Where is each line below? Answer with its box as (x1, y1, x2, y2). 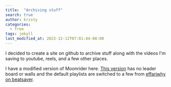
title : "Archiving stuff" (5, 7, 63, 13)
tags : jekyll (5, 31, 33, 36)
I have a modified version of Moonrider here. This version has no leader (5, 65, 157, 72)
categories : (5, 21, 31, 27)
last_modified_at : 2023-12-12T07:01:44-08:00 (5, 36, 104, 41)
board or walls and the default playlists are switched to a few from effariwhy (5, 71, 166, 77)
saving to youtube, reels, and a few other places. (5, 55, 109, 61)
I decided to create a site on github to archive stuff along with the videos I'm (5, 50, 166, 56)
